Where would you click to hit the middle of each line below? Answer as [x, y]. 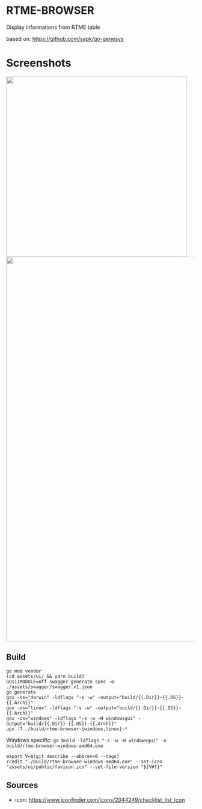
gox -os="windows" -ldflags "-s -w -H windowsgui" [71, 718]
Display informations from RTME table [53, 27]
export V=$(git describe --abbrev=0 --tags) [63, 756]
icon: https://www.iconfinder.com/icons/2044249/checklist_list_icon [100, 799]
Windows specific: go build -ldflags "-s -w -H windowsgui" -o [86, 740]
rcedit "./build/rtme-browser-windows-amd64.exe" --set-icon [84, 762]
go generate [21, 692]
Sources [22, 785]
